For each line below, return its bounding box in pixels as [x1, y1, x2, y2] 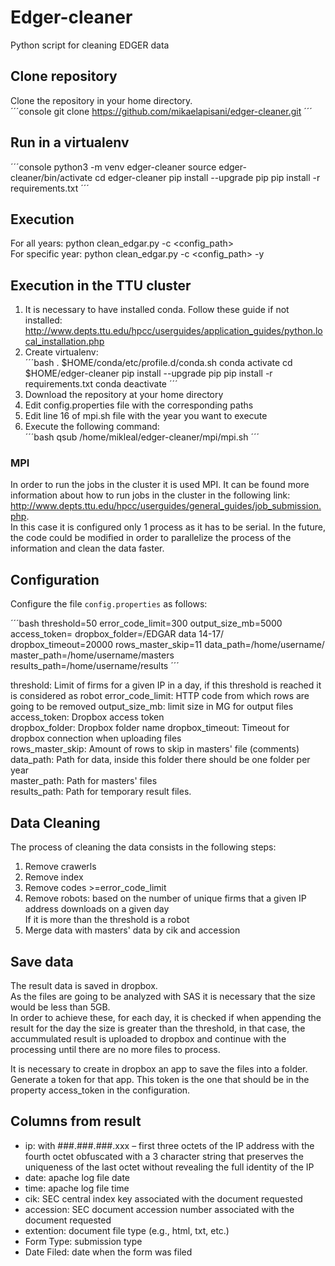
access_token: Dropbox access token [10, 711, 165, 723]
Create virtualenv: [24, 346, 99, 358]
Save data [10, 953, 74, 970]
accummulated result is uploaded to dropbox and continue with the [10, 1032, 287, 1045]
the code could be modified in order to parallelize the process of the [10, 532, 292, 544]
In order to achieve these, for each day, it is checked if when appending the [10, 1011, 322, 1023]
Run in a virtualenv [10, 134, 130, 151]
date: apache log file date [24, 1171, 131, 1183]
